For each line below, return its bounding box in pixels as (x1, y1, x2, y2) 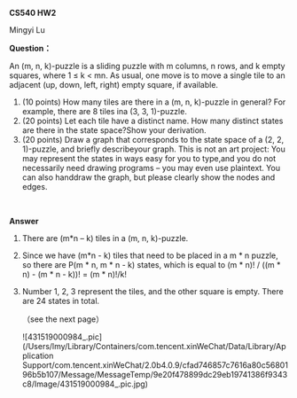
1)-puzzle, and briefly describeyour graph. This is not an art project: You (21, 144, 285, 154)
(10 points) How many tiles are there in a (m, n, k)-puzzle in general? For (21, 97, 286, 107)
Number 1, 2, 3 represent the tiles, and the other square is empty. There (21, 286, 284, 296)
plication (21, 350, 54, 361)
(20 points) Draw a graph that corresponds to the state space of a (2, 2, (21, 135, 285, 144)
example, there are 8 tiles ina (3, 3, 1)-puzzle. (21, 106, 188, 116)
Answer (9, 216, 39, 226)
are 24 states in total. (21, 296, 100, 306)
